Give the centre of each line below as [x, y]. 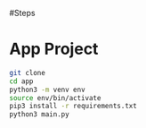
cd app [21, 81]
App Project [54, 49]
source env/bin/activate [55, 98]
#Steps [22, 13]
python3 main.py [39, 115]
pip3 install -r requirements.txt [73, 107]
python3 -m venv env [48, 90]
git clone [28, 73]
